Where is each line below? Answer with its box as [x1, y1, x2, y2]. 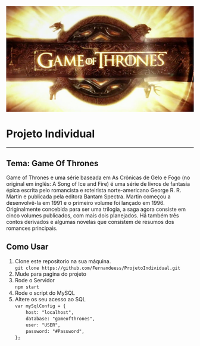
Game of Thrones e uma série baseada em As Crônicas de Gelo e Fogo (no [6, 174, 190, 181]
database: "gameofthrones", [26, 316, 95, 322]
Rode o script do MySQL [14, 289, 76, 297]
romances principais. [6, 225, 58, 232]
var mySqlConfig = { [14, 303, 66, 309]
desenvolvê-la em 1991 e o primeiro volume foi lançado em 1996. [6, 200, 165, 207]
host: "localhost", [26, 309, 74, 315]
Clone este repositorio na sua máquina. [14, 257, 111, 264]
